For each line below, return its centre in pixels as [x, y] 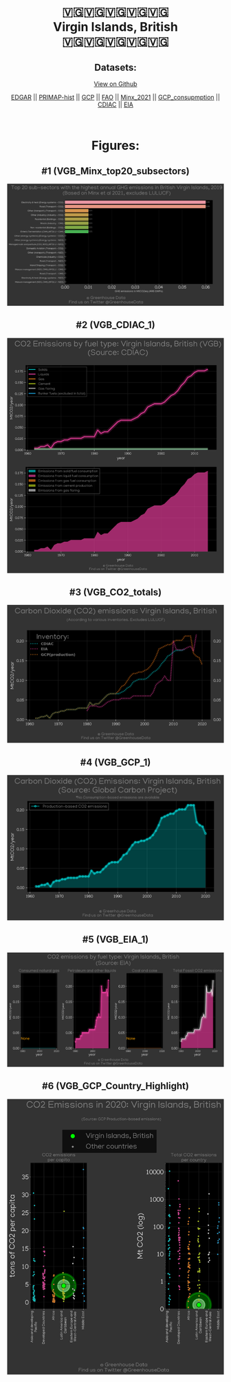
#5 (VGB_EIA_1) [115, 940]
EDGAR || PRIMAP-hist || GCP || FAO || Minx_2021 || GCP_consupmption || [115, 97]
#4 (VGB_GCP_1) [115, 762]
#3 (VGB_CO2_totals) [115, 592]
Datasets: [115, 67]
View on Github [115, 84]
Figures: [115, 146]
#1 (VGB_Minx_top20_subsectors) [115, 171]
